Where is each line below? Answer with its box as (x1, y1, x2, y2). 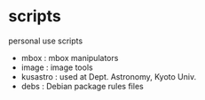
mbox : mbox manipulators (20, 52, 119, 63)
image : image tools (20, 62, 94, 73)
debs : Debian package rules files (20, 81, 144, 91)
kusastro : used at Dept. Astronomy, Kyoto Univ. (20, 71, 197, 81)
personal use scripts (8, 35, 83, 46)
